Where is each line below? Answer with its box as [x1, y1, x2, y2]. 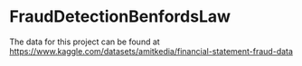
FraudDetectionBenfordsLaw [9, 6, 231, 27]
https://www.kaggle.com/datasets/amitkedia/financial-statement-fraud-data [9, 45, 294, 56]
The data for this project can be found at [9, 36, 160, 47]
